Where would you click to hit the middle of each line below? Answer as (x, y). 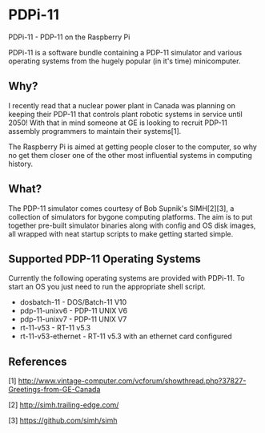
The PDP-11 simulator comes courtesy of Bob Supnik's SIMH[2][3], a (121, 208)
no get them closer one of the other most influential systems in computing (130, 155)
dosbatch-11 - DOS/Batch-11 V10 (73, 302)
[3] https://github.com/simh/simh (63, 421)
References (38, 361)
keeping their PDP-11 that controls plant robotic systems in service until (125, 114)
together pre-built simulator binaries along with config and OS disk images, (132, 225)
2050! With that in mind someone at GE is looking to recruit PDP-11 (118, 123)
